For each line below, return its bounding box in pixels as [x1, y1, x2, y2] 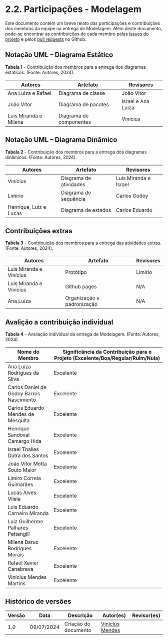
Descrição [67, 612, 93, 619]
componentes [58, 118, 91, 125]
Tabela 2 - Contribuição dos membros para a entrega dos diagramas [5, 149, 147, 155]
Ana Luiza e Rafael [7, 89, 51, 96]
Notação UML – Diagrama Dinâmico [5, 135, 117, 144]
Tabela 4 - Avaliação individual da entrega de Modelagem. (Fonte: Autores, [5, 331, 160, 337]
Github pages [65, 283, 97, 290]
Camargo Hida [7, 438, 41, 445]
